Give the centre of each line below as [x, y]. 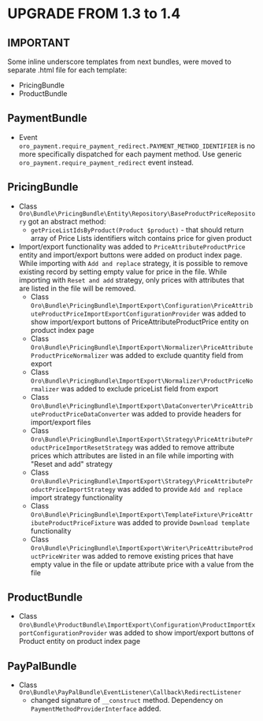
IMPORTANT [39, 43]
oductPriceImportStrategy [73, 490]
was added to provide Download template [183, 522]
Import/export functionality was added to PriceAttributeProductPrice [132, 246]
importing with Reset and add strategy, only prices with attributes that [131, 279]
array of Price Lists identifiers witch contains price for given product [141, 238]
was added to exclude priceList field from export [140, 388]
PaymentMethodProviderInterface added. [96, 708]
